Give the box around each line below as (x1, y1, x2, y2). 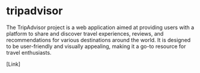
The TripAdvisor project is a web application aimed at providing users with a (6, 24, 195, 31)
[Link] (6, 61, 21, 68)
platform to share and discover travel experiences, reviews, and (6, 30, 164, 37)
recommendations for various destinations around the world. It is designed (6, 36, 191, 43)
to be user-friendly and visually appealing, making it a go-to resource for (6, 43, 186, 50)
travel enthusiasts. (6, 49, 52, 56)
